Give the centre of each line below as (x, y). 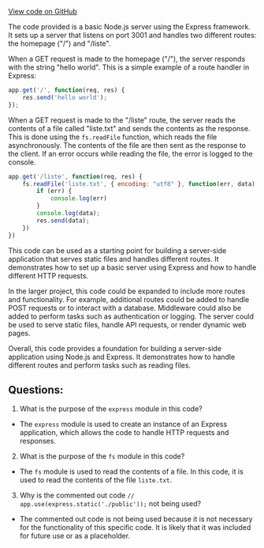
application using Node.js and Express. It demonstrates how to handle (122, 357)
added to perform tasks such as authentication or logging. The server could (131, 316)
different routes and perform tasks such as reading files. (100, 365)
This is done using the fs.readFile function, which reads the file (113, 137)
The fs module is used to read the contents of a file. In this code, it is (132, 472)
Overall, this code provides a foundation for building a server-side (115, 348)
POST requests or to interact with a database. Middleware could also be (125, 308)
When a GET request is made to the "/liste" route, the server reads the (122, 120)
